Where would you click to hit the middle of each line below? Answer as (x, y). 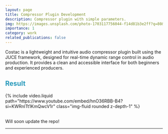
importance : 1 (20, 28)
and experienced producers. (34, 67)
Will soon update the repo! (32, 121)
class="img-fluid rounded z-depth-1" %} (98, 106)
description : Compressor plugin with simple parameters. (66, 19)
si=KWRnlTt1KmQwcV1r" (30, 106)
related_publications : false (35, 38)
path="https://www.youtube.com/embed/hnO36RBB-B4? (64, 101)
